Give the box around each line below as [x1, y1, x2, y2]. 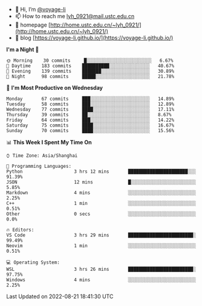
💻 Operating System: [6, 259, 60, 265]
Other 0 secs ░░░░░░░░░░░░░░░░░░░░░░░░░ [6, 211, 197, 217]
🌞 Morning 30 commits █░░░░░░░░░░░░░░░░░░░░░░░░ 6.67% [6, 58, 174, 64]
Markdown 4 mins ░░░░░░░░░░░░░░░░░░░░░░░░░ [6, 190, 197, 196]
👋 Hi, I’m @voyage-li [15, 6, 66, 13]
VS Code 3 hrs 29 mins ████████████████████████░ [6, 232, 197, 238]
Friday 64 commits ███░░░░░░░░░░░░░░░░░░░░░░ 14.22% [6, 117, 174, 123]
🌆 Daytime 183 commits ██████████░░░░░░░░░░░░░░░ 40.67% [6, 63, 174, 69]
